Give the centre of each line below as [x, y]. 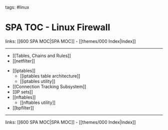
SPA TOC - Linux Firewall [58, 27]
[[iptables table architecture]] [50, 76]
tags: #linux [17, 7]
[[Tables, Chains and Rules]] [41, 55]
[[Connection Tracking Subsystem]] [49, 86]
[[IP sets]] [23, 91]
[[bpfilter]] [23, 107]
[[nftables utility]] [38, 102]
